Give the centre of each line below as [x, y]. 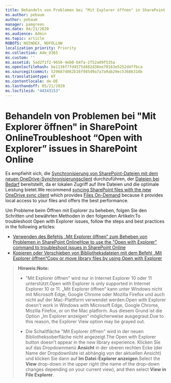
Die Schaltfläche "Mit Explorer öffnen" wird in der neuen [84, 331]
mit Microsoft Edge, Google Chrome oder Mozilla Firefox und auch [95, 295]
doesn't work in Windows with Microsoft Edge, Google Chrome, [92, 305]
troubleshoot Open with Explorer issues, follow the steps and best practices [85, 221]
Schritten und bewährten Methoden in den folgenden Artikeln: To [73, 216]
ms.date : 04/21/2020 [27, 29]
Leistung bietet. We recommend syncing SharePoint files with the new [78, 190]
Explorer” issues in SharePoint [71, 148]
